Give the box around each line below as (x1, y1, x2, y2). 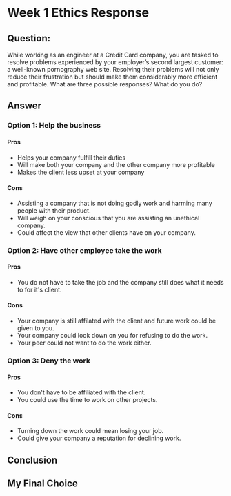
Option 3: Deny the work (7, 356, 91, 365)
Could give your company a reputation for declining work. (17, 434, 181, 443)
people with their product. (17, 206, 91, 215)
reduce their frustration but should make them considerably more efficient (7, 73, 218, 81)
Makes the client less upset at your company (17, 168, 145, 176)
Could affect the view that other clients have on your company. (17, 228, 197, 236)
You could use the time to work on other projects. (17, 396, 158, 404)
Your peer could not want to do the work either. (17, 338, 152, 347)
